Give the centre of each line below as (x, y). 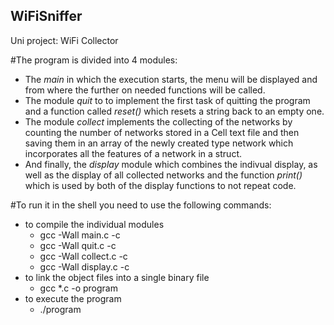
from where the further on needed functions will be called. (145, 90)
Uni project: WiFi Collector (64, 40)
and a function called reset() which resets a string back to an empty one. (174, 111)
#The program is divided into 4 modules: (94, 60)
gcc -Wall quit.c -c (78, 245)
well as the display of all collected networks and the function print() (163, 175)
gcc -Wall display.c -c (84, 266)
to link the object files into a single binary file (117, 277)
